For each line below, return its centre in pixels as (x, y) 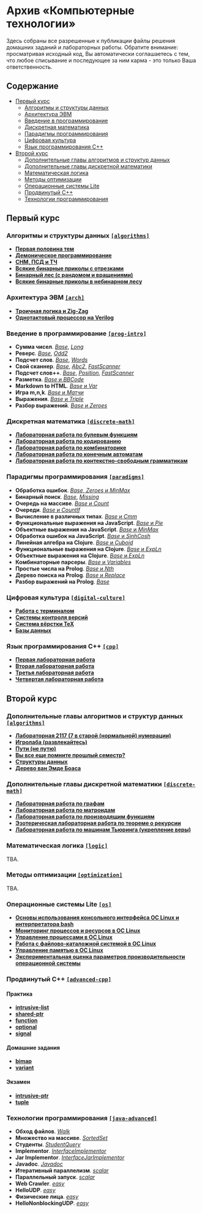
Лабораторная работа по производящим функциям (85, 817)
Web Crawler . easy (40, 1184)
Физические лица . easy (47, 1196)
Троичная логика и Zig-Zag (52, 311)
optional (26, 1027)
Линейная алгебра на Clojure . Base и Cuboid (74, 542)
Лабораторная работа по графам (60, 804)
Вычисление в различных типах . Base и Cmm (76, 516)
